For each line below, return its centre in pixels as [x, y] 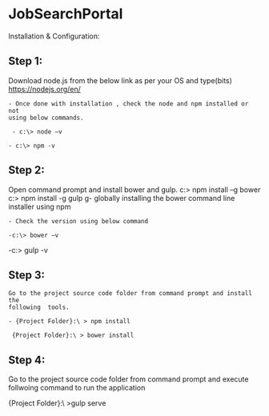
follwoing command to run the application [77, 388]
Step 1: [26, 61]
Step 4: [27, 360]
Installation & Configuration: [54, 36]
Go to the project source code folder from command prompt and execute [128, 379]
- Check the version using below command [78, 221]
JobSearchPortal [66, 14]
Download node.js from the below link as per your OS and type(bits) [120, 80]
